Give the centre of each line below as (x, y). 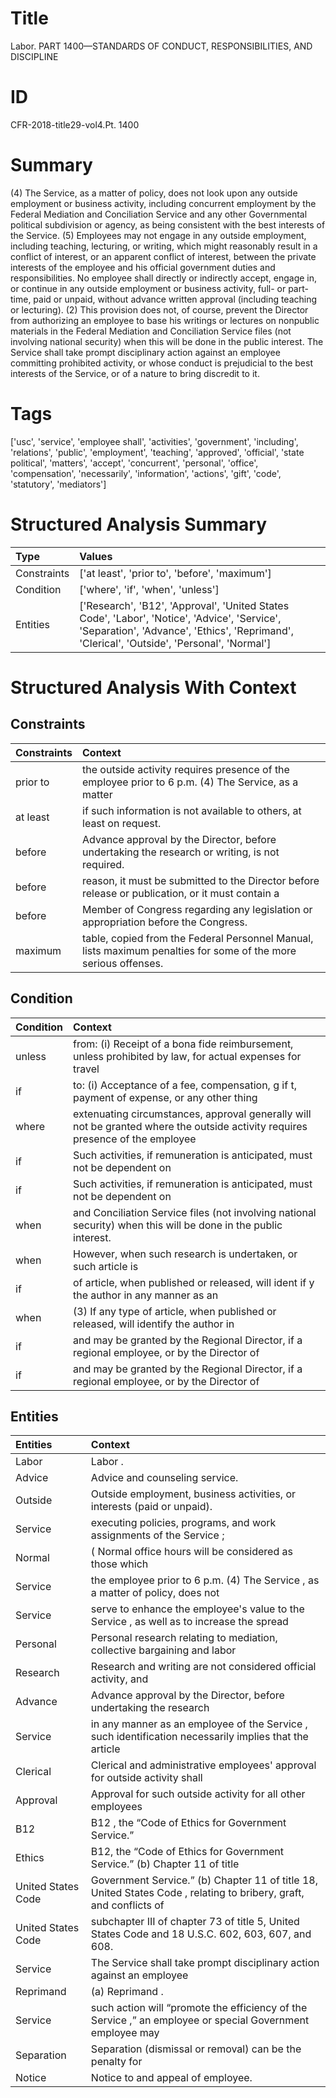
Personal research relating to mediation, (184, 1638)
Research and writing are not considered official (203, 1667)
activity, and (119, 1679)
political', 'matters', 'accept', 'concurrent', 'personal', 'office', (134, 463)
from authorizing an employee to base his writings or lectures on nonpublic (165, 320)
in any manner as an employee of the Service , (199, 1724)
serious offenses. (123, 963)
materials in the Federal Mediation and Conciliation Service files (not (151, 331)
